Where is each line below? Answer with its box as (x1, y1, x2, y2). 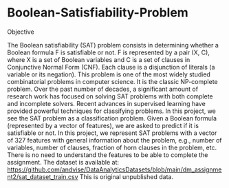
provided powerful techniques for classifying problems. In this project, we (7, 107, 217, 115)
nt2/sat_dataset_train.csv (7, 172, 78, 180)
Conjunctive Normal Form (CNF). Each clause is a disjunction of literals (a (7, 63, 215, 71)
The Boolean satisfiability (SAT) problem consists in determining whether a (7, 41, 219, 49)
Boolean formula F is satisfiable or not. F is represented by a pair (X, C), (7, 48, 210, 56)
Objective (7, 28, 34, 36)
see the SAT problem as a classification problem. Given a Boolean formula (7, 114, 217, 122)
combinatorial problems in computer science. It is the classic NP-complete (7, 77, 218, 85)
